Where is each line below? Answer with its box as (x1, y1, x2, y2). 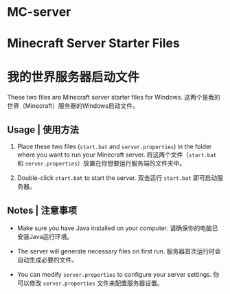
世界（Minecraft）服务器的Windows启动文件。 (7, 102, 139, 110)
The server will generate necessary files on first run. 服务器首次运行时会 (16, 247, 221, 255)
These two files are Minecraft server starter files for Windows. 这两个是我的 (7, 93, 221, 102)
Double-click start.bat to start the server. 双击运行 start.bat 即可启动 (16, 174, 218, 182)
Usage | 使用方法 (7, 124, 79, 135)
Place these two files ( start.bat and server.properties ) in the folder (16, 142, 212, 151)
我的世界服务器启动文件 (7, 69, 140, 84)
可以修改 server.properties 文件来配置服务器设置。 (16, 279, 163, 287)
